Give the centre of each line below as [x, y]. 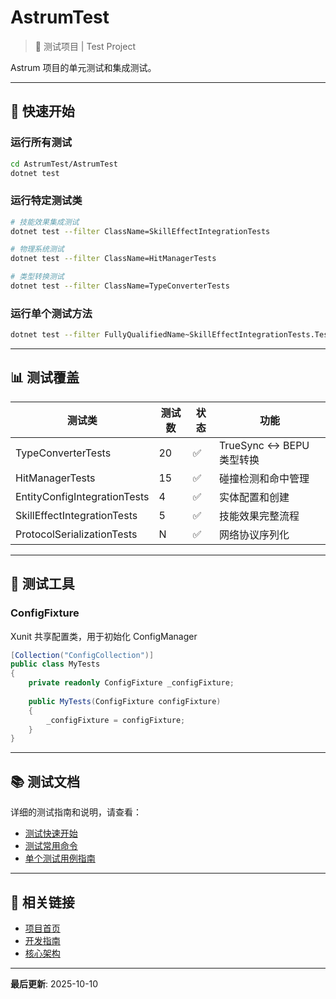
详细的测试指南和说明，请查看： [76, 812]
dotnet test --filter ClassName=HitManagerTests [113, 259]
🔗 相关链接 [42, 902]
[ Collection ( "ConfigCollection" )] [82, 655]
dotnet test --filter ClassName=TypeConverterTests [120, 286]
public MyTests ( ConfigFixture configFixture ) [125, 701]
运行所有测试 [41, 143]
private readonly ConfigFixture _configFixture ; [131, 683]
